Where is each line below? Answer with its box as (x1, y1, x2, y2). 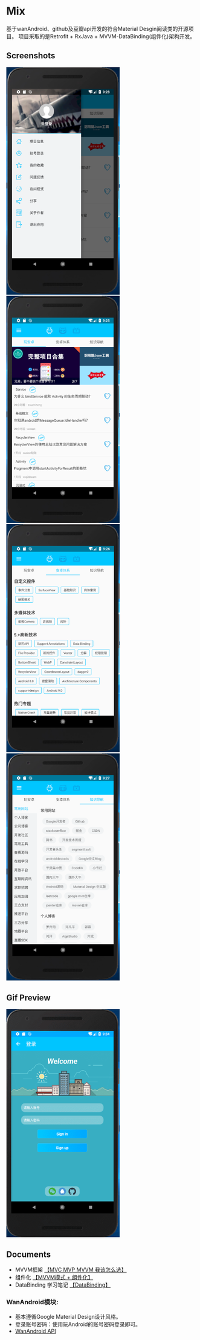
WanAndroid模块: (6, 1298, 59, 1307)
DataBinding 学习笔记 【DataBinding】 (15, 1281, 111, 1288)
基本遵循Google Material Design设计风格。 (15, 1313, 122, 1320)
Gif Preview (6, 992, 51, 1003)
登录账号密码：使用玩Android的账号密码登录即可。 (15, 1321, 141, 1328)
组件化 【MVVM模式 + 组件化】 (15, 1274, 94, 1281)
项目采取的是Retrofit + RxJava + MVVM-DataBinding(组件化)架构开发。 (18, 32, 195, 40)
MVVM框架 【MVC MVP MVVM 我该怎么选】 (15, 1266, 127, 1273)
